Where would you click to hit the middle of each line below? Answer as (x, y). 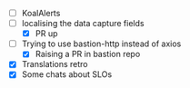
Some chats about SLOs (67, 74)
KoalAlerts (41, 13)
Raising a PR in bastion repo (88, 54)
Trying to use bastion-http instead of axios (101, 44)
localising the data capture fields (83, 24)
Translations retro (55, 64)
